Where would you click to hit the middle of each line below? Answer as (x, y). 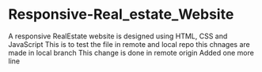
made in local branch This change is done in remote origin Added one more (131, 52)
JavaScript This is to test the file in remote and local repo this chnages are (129, 44)
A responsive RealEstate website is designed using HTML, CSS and (118, 36)
